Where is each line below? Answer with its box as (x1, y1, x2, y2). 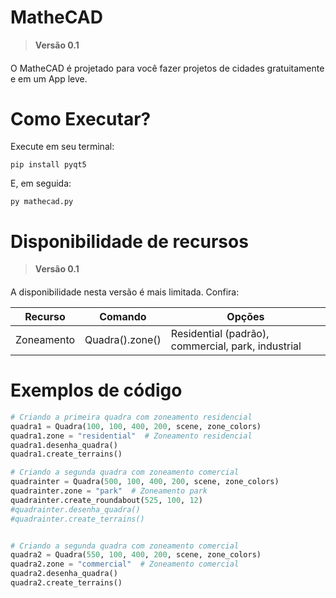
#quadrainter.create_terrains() (10, 514, 145, 524)
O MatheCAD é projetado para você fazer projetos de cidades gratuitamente (10, 62, 325, 74)
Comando (99, 310, 147, 323)
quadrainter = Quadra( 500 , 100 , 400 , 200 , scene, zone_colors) (10, 477, 280, 487)
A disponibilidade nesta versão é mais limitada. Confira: (10, 286, 240, 298)
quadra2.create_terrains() (10, 578, 123, 588)
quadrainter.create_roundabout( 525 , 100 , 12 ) (10, 495, 203, 505)
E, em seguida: (10, 177, 72, 190)
